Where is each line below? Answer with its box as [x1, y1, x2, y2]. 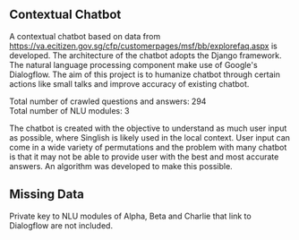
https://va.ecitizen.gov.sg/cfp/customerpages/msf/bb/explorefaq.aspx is [9, 40, 278, 51]
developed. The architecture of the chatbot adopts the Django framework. [9, 49, 282, 61]
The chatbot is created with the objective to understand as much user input [9, 123, 287, 133]
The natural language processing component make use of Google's [9, 59, 258, 70]
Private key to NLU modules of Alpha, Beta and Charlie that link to [9, 210, 252, 221]
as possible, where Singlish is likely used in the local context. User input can [9, 132, 291, 142]
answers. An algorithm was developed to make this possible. [9, 160, 233, 171]
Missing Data [9, 187, 85, 202]
